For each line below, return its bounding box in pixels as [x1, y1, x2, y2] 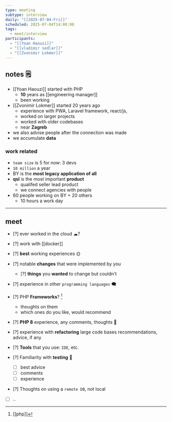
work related [5, 148, 37, 155]
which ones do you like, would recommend [20, 309, 111, 315]
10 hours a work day [20, 198, 63, 204]
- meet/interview [10, 31, 47, 36]
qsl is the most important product [12, 176, 84, 182]
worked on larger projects [20, 113, 75, 119]
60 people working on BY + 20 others [12, 192, 93, 198]
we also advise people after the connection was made [12, 130, 127, 136]
